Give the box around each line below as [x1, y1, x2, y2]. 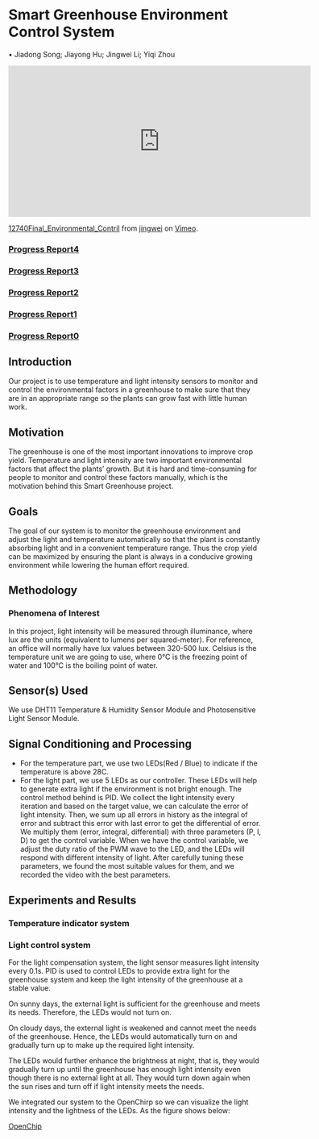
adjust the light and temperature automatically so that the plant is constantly [8, 534, 261, 544]
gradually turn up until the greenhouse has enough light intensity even [8, 1064, 242, 1074]
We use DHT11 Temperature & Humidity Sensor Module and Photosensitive [8, 705, 256, 715]
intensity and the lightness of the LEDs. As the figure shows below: [8, 1105, 231, 1115]
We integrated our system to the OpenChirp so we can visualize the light [8, 1097, 249, 1107]
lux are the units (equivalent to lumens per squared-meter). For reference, [8, 635, 254, 645]
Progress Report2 [8, 286, 79, 298]
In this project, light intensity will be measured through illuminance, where [8, 626, 253, 636]
